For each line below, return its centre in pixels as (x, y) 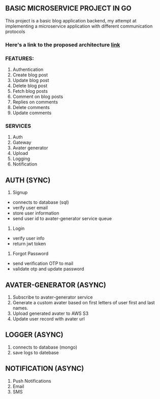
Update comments (32, 113)
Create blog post (30, 75)
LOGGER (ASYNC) (34, 335)
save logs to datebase (36, 352)
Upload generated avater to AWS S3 (51, 313)
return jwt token (29, 244)
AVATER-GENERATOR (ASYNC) (56, 285)
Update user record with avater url (49, 318)
